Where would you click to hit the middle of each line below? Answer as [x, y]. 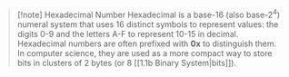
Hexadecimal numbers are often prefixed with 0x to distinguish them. [147, 43]
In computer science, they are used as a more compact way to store [144, 53]
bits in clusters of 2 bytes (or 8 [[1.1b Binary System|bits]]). [127, 63]
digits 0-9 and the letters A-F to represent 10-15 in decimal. [128, 34]
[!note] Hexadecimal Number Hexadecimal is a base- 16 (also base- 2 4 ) [149, 14]
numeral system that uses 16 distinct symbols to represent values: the [148, 24]
